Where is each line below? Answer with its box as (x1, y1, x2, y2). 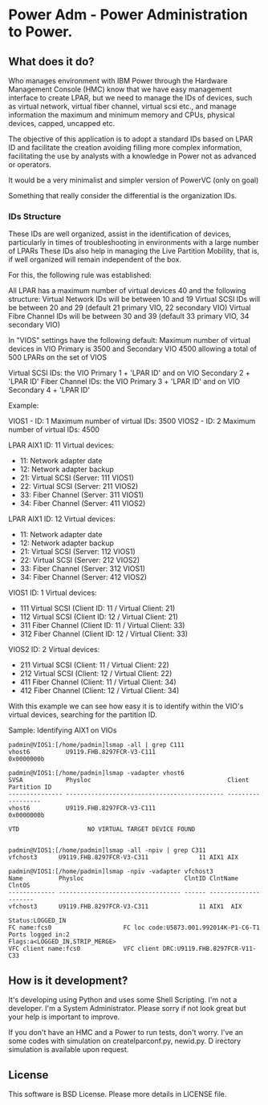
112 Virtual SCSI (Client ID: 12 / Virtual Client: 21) (19, 612, 179, 622)
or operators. (8, 160, 52, 169)
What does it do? (8, 55, 95, 68)
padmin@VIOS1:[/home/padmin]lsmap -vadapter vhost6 (8, 769, 185, 777)
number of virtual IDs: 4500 (8, 425, 100, 434)
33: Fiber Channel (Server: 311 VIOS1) (19, 490, 144, 499)
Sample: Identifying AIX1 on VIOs (8, 725, 117, 736)
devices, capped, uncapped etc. (8, 119, 116, 128)
